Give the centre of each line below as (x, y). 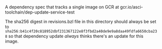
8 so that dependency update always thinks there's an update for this (74, 36)
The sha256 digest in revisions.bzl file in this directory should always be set (81, 22)
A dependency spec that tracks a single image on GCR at (62, 7)
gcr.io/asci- (131, 7)
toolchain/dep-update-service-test (40, 12)
